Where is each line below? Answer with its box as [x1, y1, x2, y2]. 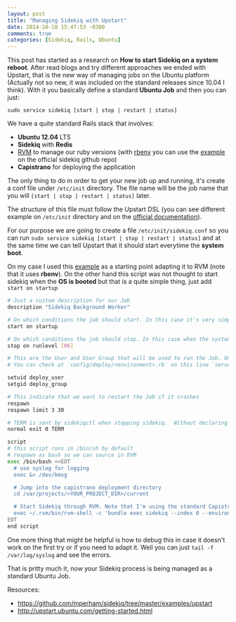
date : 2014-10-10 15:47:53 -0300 [7, 23, 105, 30]
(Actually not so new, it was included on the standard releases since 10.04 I [7, 78, 225, 87]
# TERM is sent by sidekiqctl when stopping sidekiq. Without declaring [7, 419, 228, 426]
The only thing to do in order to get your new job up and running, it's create [7, 177, 225, 185]
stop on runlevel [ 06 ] [7, 342, 74, 349]
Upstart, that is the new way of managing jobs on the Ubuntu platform [7, 71, 209, 80]
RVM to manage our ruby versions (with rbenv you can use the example [17, 148, 225, 156]
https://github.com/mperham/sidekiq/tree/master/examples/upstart [17, 599, 213, 607]
